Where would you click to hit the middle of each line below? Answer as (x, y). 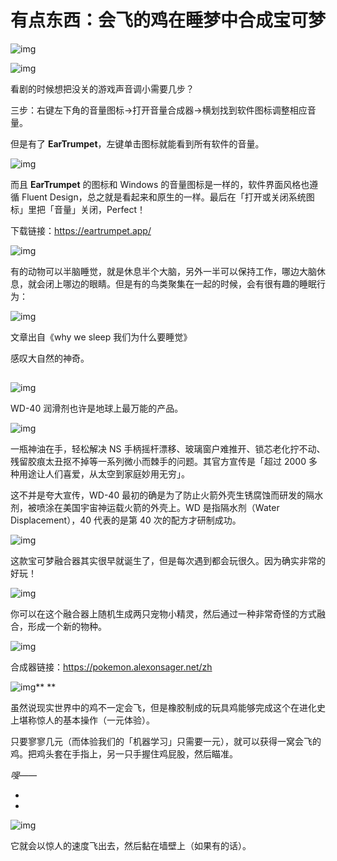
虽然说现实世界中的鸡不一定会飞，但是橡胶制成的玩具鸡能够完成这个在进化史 (168, 708)
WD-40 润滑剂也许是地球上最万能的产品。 (97, 408)
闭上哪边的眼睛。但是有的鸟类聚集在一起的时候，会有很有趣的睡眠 (180, 283)
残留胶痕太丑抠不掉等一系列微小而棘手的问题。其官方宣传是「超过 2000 (158, 462)
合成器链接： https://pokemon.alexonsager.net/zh (111, 667)
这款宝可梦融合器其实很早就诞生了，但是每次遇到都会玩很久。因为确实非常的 (168, 561)
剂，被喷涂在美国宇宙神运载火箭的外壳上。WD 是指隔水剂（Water (145, 508)
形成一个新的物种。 (67, 627)
